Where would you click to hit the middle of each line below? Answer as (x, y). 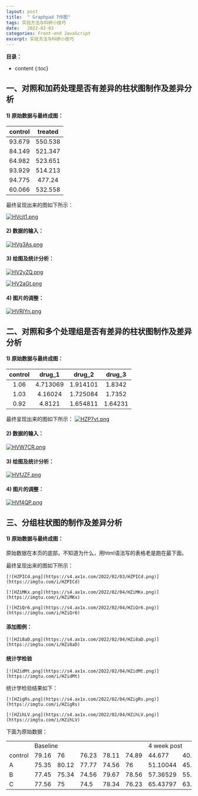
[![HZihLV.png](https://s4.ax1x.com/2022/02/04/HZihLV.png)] (83, 715)
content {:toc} (32, 68)
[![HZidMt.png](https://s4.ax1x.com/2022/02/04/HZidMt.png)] (83, 671)
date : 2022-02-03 (30, 28)
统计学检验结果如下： (32, 688)
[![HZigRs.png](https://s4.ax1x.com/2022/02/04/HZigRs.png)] (83, 699)
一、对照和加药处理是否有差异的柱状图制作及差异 (95, 88)
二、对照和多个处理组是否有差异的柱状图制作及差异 (99, 331)
